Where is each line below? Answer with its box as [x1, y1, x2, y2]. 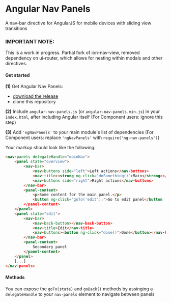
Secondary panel [32, 244, 67, 250]
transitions [5, 25, 27, 31]
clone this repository [12, 99, 56, 105]
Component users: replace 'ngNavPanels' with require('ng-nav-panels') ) [5, 134, 160, 141]
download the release [12, 93, 59, 99]
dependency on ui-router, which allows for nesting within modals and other [5, 55, 163, 61]
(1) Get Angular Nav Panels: [5, 84, 63, 90]
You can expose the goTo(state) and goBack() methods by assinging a [5, 286, 153, 292]
